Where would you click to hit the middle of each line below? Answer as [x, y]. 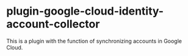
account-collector [53, 24]
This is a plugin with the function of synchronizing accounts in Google [94, 41]
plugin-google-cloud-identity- [85, 11]
